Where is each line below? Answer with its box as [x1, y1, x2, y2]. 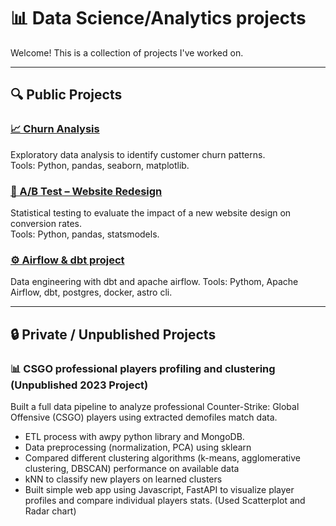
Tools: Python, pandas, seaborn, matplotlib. [10, 159, 190, 171]
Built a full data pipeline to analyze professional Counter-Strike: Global [10, 400, 300, 412]
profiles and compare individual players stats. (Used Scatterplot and [24, 494, 306, 506]
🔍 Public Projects [10, 86, 123, 104]
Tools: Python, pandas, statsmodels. [10, 228, 160, 240]
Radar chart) [24, 505, 77, 517]
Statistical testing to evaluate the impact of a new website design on [10, 206, 292, 219]
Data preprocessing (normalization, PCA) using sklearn [24, 441, 252, 453]
